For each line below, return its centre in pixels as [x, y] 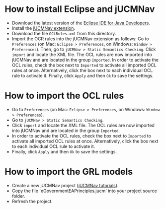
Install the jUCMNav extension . [43, 28]
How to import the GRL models [69, 172]
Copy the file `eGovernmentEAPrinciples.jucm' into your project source [84, 191]
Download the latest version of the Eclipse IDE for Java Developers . [81, 23]
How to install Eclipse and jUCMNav [80, 9]
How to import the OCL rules [64, 96]
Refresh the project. [32, 201]
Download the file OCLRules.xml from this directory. [64, 33]
